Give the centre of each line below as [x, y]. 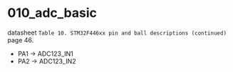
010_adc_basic [52, 13]
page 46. [21, 40]
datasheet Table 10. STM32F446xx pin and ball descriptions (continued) [117, 32]
